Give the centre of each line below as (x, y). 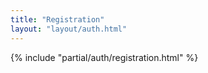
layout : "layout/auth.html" (69, 29)
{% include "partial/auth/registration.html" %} (104, 57)
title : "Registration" (57, 19)
